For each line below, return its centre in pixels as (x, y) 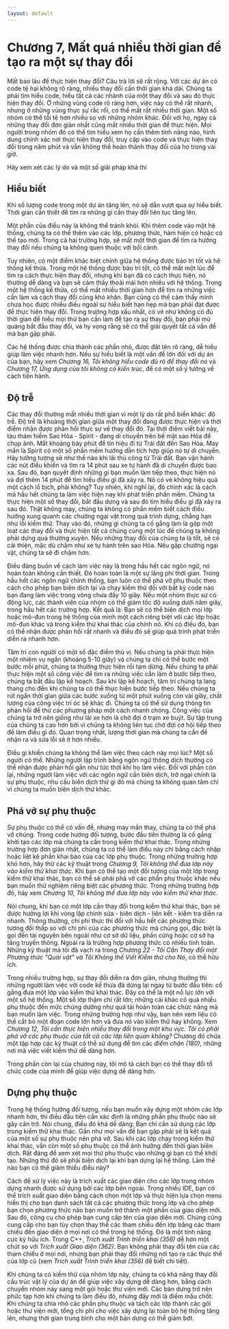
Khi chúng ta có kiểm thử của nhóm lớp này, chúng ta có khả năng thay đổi (112, 1274)
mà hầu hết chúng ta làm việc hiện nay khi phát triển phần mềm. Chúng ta (111, 494)
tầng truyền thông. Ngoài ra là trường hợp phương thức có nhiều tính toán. (111, 943)
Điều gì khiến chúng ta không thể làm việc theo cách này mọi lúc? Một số (110, 753)
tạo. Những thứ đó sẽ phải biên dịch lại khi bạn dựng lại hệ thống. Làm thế (111, 1160)
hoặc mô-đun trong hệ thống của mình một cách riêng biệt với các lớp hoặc (114, 617)
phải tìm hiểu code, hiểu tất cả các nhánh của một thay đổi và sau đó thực (111, 95)
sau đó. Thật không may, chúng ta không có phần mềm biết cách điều (106, 509)
